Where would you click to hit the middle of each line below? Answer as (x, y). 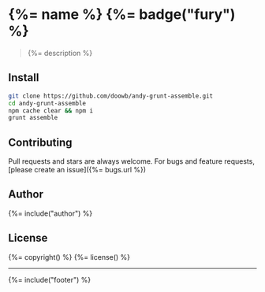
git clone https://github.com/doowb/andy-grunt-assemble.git (111, 96)
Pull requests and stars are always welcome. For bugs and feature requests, (131, 161)
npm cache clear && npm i (50, 111)
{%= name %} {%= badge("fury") (122, 15)
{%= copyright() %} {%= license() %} (69, 257)
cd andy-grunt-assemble (47, 103)
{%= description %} (60, 53)
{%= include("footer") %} (50, 279)
